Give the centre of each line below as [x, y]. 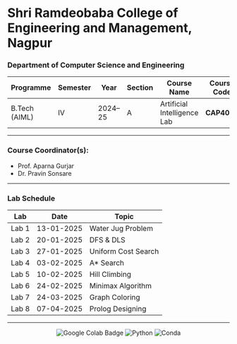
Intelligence [179, 113]
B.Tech [22, 109]
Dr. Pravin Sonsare [44, 173]
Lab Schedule [31, 198]
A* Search [107, 263]
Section [140, 88]
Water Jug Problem [121, 229]
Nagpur [30, 43]
